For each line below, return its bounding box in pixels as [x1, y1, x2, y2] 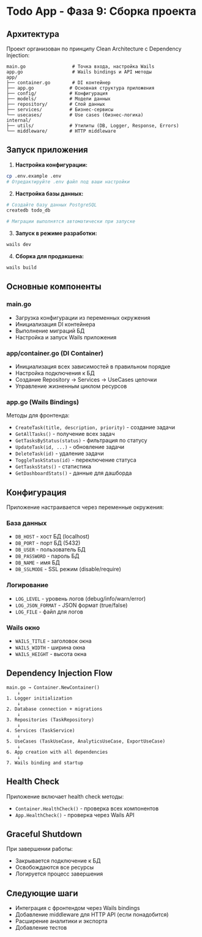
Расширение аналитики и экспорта [15, 917, 108, 925]
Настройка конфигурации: [15, 161, 88, 168]
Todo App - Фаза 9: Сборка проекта [6, 4, 196, 18]
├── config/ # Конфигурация [6, 90, 108, 97]
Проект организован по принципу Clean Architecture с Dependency [6, 45, 182, 52]
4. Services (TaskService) [6, 727, 75, 733]
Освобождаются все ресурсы [15, 864, 94, 871]
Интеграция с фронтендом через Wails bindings [15, 904, 140, 912]
